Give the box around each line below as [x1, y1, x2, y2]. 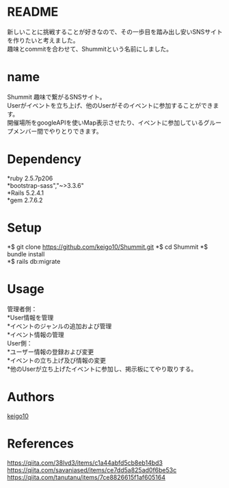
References [7, 436, 74, 451]
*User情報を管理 [7, 313, 54, 321]
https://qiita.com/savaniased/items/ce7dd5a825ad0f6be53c [7, 465, 177, 474]
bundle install [7, 249, 45, 258]
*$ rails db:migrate [7, 257, 61, 265]
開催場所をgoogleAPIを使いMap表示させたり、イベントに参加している [7, 118, 204, 127]
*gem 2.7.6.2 [7, 196, 43, 204]
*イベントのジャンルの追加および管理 [7, 321, 112, 330]
